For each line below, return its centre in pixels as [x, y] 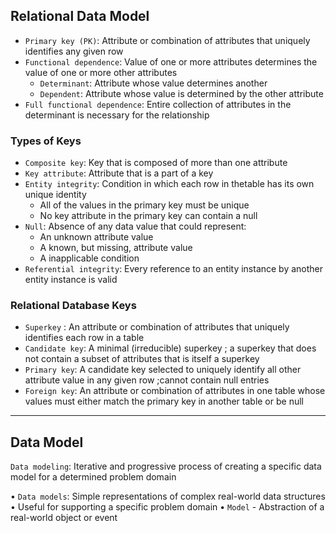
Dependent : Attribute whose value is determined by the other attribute [181, 93]
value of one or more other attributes [101, 72]
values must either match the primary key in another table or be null [164, 401]
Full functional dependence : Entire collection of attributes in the [158, 104]
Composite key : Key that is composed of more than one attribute [156, 163]
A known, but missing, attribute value [116, 248]
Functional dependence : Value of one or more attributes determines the [171, 61]
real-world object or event [64, 518]
